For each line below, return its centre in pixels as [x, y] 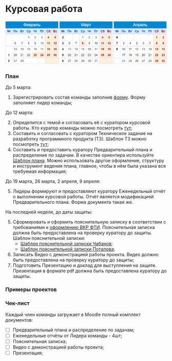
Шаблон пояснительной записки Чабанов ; [67, 244]
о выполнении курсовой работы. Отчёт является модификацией [83, 197]
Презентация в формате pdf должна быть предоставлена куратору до [90, 271]
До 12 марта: [19, 112]
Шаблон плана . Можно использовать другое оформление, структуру [89, 161]
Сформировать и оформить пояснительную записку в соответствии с [89, 222]
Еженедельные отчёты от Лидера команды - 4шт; [67, 335]
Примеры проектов [31, 289]
